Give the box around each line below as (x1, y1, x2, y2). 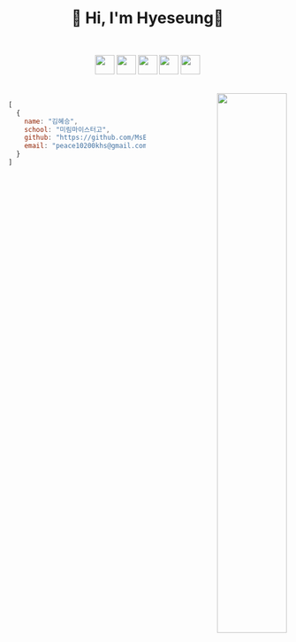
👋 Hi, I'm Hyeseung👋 (71, 8, 224, 28)
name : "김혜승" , (24, 117, 79, 126)
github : (24, 133, 52, 143)
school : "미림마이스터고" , (24, 125, 111, 134)
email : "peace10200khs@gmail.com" (24, 142, 151, 151)
